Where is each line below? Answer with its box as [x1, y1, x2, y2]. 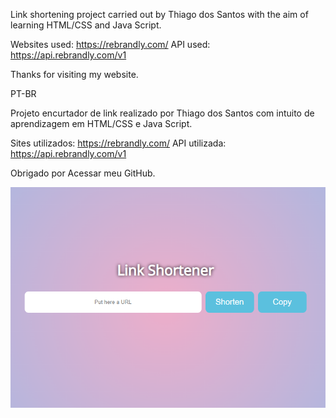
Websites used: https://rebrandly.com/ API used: [10, 39, 211, 50]
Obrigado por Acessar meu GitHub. [10, 167, 156, 179]
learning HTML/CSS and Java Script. [10, 19, 162, 31]
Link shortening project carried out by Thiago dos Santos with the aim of [10, 9, 309, 20]
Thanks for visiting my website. [10, 69, 139, 80]
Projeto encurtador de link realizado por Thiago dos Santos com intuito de [10, 107, 315, 119]
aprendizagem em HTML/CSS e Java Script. [10, 118, 193, 129]
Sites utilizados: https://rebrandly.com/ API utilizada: [10, 137, 227, 149]
